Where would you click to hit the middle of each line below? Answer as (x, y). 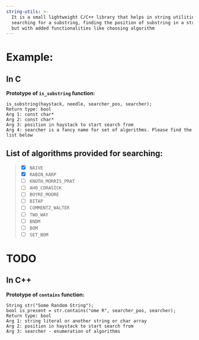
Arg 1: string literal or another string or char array (76, 321)
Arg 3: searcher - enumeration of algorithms (63, 331)
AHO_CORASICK (46, 188)
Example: (30, 57)
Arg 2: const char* (30, 120)
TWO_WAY (39, 215)
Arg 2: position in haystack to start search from (70, 326)
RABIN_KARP (43, 175)
